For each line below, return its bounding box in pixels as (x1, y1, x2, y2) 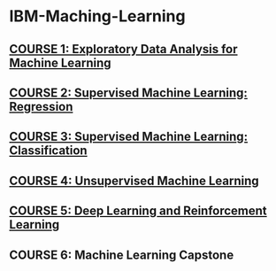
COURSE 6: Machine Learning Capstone (9, 247, 234, 262)
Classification (9, 143, 88, 159)
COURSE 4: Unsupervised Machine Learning (9, 173, 259, 188)
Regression (9, 99, 73, 114)
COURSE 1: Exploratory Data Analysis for (9, 42, 238, 57)
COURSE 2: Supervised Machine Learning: (9, 85, 248, 100)
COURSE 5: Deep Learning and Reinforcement (9, 204, 267, 219)
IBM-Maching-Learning (9, 6, 186, 27)
